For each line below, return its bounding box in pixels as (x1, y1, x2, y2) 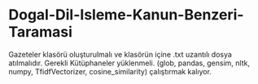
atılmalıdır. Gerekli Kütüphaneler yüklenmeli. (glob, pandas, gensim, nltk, (8, 58, 251, 68)
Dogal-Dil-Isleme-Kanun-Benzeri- (8, 6, 244, 24)
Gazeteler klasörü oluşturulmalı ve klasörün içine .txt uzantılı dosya (8, 49, 232, 59)
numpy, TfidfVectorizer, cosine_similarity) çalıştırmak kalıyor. (8, 66, 212, 76)
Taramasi (8, 23, 73, 41)
